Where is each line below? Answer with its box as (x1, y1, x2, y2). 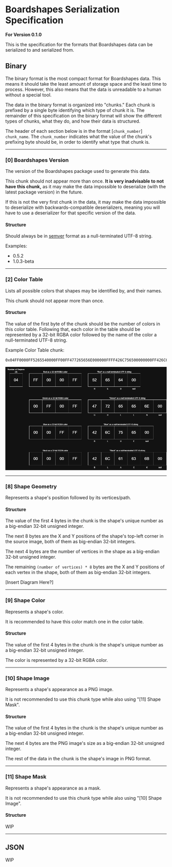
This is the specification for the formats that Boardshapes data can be (5, 41, 153, 47)
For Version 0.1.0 (5, 31, 42, 37)
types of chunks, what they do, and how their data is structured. (5, 118, 141, 124)
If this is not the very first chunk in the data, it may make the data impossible (5, 199, 166, 205)
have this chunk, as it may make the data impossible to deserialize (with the (5, 184, 166, 190)
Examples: (5, 243, 27, 249)
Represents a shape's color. (5, 608, 64, 615)
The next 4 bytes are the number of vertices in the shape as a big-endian (5, 548, 160, 555)
